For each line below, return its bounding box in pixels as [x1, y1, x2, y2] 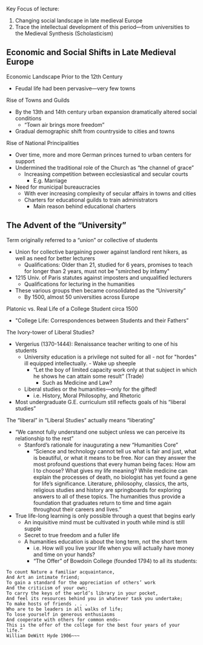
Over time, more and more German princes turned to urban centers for [15, 151, 192, 158]
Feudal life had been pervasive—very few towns [15, 84, 136, 92]
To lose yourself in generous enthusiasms [6, 611, 115, 618]
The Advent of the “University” [6, 220, 127, 231]
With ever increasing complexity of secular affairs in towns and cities [24, 189, 196, 197]
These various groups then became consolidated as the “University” [15, 286, 186, 294]
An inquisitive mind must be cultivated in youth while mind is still [24, 518, 185, 525]
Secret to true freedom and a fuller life [24, 531, 120, 539]
